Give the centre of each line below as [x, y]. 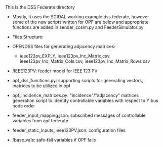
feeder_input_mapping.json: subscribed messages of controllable [79, 115]
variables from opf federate [40, 121]
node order [24, 106]
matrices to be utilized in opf [41, 86]
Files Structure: [28, 37]
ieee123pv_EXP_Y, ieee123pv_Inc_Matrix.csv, [65, 56]
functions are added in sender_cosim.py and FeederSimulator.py [78, 27]
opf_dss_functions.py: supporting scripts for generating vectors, [78, 80]
